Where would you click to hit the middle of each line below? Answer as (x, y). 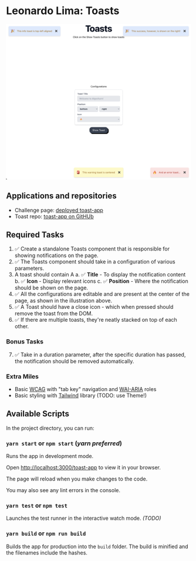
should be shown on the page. (51, 288)
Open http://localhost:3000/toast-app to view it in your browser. (84, 467)
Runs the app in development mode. (50, 456)
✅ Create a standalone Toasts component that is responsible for (92, 249)
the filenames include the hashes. (47, 552)
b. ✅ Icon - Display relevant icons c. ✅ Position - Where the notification (102, 281)
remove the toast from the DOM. (54, 313)
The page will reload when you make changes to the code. (77, 479)
